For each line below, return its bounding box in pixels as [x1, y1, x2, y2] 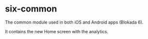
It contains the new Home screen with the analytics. [5, 28, 108, 34]
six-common [5, 3, 57, 14]
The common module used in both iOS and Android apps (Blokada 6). [5, 19, 144, 25]
